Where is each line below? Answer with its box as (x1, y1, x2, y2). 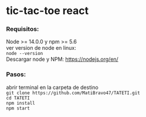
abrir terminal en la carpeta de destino (6, 84, 99, 91)
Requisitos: (6, 25, 39, 33)
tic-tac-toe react (6, 4, 89, 18)
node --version (6, 51, 43, 57)
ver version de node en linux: (6, 44, 76, 51)
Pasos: (6, 70, 26, 78)
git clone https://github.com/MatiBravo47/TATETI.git (6, 90, 141, 96)
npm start (6, 105, 30, 111)
